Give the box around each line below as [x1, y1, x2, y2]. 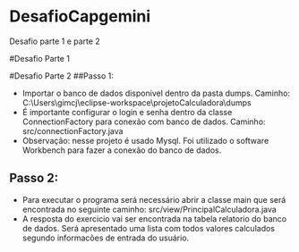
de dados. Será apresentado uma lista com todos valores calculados [21, 223, 276, 233]
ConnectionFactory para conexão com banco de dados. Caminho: [21, 116, 266, 127]
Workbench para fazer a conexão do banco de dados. [21, 145, 222, 155]
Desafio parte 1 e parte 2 [9, 36, 100, 46]
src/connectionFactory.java [21, 125, 124, 136]
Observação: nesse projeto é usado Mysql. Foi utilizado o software [21, 135, 269, 146]
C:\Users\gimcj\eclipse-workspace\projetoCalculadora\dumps [21, 97, 252, 108]
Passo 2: [9, 171, 59, 186]
